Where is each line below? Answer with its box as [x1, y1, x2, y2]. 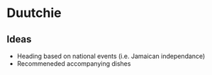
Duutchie [6, 5, 62, 21]
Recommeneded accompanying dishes [16, 59, 131, 68]
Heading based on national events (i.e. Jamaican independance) [16, 52, 206, 60]
